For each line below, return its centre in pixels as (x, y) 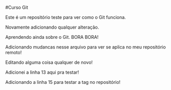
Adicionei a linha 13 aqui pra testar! (42, 72)
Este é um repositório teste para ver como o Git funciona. (66, 17)
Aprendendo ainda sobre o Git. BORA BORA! (52, 37)
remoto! (14, 52)
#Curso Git (17, 7)
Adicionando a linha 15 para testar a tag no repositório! (63, 82)
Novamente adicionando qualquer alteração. (52, 27)
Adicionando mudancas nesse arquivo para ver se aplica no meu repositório (86, 47)
